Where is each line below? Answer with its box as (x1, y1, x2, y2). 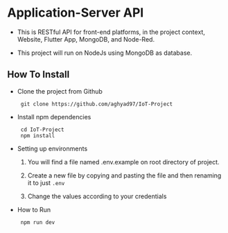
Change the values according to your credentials (27, 192, 167, 200)
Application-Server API (7, 5, 144, 21)
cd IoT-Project (20, 126, 64, 133)
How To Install (7, 69, 70, 80)
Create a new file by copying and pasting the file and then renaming (27, 171, 222, 180)
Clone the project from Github (17, 87, 103, 95)
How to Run (17, 205, 51, 214)
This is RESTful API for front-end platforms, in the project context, (17, 28, 206, 36)
